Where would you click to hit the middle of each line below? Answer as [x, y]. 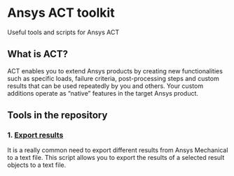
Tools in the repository [57, 116]
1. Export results [35, 135]
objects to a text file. [37, 165]
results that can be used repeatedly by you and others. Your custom [105, 86]
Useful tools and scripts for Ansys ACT [63, 32]
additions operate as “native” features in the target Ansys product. [103, 93]
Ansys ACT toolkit [61, 13]
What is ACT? [38, 54]
